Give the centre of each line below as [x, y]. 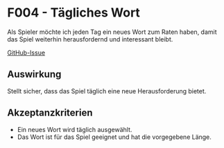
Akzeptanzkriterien [50, 113]
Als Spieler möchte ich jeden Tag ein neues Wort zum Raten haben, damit [112, 32]
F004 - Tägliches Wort [74, 13]
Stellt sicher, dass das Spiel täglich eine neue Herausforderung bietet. [107, 91]
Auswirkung [34, 74]
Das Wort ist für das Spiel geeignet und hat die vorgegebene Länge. [114, 137]
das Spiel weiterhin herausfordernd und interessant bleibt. [90, 39]
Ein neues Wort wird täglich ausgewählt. [75, 129]
